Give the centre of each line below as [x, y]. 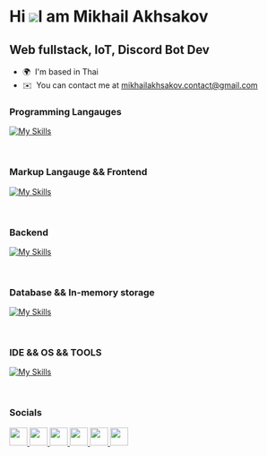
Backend [29, 232]
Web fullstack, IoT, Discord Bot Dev [110, 50]
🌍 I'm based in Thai [60, 72]
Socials [26, 413]
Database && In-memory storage [82, 292]
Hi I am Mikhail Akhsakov [109, 17]
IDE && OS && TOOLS [56, 353]
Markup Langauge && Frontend [78, 172]
